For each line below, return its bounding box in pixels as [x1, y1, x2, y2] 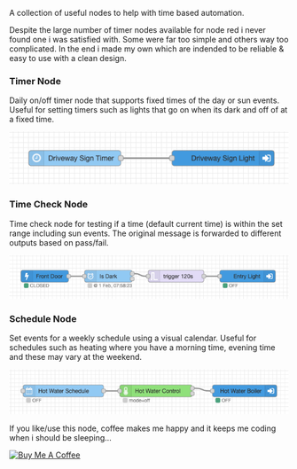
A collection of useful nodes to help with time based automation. [9, 8, 245, 18]
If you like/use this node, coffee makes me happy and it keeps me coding [9, 423, 277, 434]
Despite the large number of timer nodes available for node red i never [9, 25, 266, 35]
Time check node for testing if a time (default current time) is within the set [9, 218, 284, 229]
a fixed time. [9, 114, 55, 125]
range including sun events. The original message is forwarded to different [9, 228, 282, 238]
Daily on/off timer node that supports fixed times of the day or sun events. [9, 95, 280, 106]
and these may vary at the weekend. [9, 351, 143, 362]
